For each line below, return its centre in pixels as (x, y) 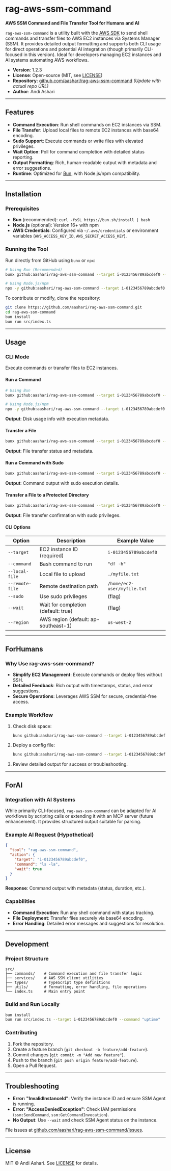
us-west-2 (119, 622)
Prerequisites (22, 209)
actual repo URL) (31, 86)
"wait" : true (28, 869)
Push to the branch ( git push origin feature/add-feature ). (75, 1060)
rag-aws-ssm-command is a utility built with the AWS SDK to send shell (76, 33)
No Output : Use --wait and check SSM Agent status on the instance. (85, 1120)
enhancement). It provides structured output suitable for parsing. (73, 821)
